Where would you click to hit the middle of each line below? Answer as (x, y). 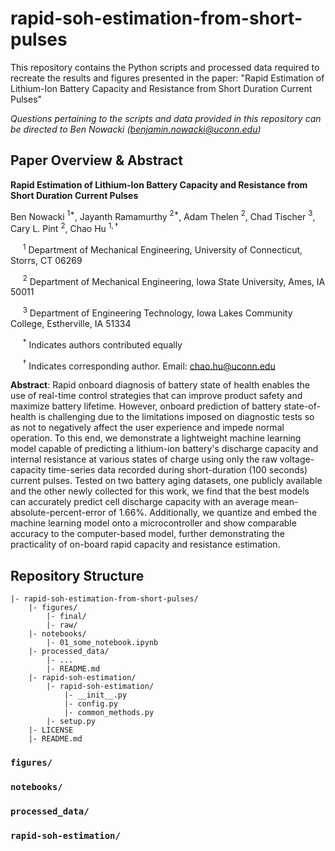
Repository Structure (77, 575)
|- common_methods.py (109, 713)
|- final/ (66, 617)
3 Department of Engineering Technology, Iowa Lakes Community (157, 312)
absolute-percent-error (58, 513)
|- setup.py (71, 722)
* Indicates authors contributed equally (102, 344)
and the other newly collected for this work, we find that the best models (160, 491)
